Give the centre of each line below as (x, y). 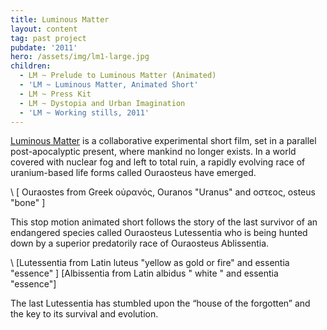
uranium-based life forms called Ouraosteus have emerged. (133, 173)
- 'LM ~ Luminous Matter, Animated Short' (109, 85)
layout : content (44, 29)
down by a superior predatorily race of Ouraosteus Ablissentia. (140, 243)
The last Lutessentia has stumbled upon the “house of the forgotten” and (160, 303)
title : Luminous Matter (60, 19)
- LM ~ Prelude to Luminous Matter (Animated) (118, 76)
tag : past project (48, 38)
